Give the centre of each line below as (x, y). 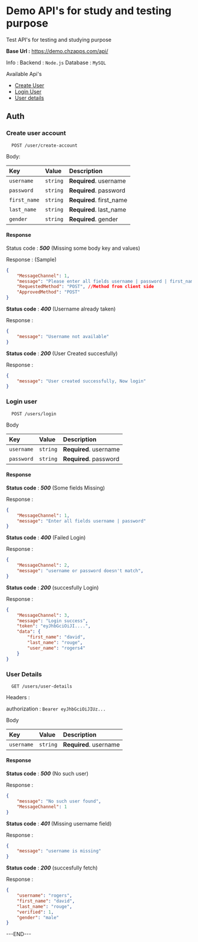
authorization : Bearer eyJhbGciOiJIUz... (56, 709)
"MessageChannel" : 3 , (43, 615)
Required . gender (93, 219)
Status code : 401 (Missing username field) (59, 824)
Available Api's (24, 74)
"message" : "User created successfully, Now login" (81, 381)
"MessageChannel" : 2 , (43, 566)
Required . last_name (98, 209)
